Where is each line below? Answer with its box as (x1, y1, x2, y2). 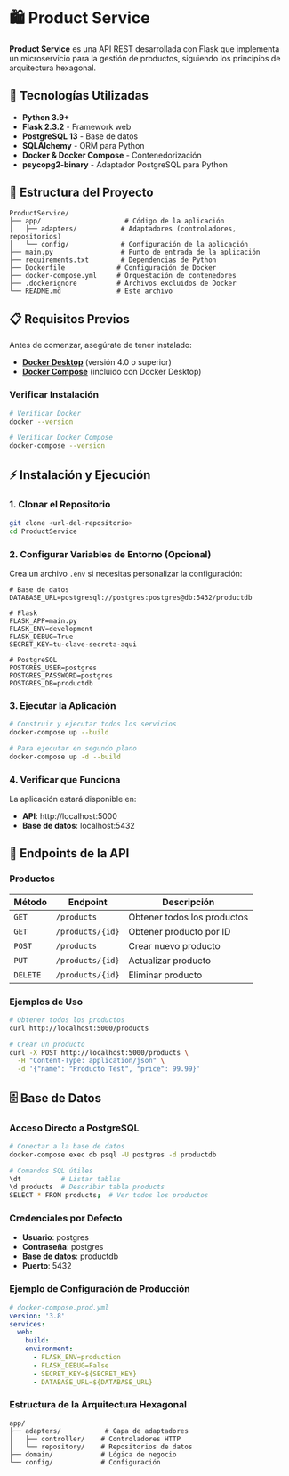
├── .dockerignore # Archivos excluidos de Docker (9, 279, 237, 288)
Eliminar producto (128, 969, 203, 981)
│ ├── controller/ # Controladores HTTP (9, 1434, 181, 1443)
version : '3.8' (9, 1311, 66, 1320)
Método (13, 896, 47, 908)
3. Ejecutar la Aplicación (9, 699, 116, 711)
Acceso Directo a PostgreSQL (9, 1122, 140, 1134)
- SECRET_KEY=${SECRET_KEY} (32, 1369, 138, 1378)
